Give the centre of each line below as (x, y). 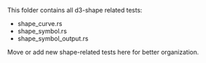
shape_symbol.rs (42, 31)
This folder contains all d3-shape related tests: (75, 10)
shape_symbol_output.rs (53, 38)
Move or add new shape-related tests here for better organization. (103, 52)
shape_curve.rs (40, 23)
